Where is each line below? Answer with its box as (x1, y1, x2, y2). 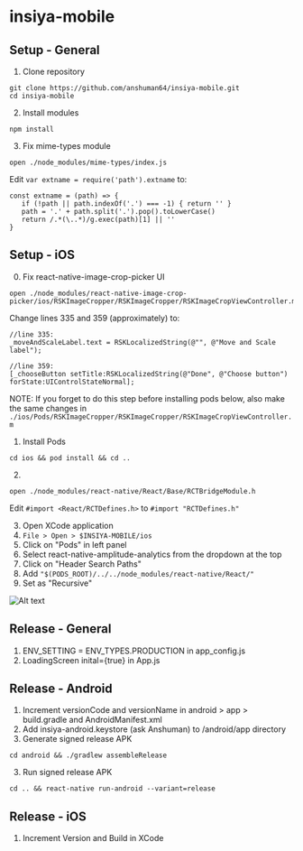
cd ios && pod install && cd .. (9, 453, 131, 462)
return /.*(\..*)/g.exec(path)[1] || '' (21, 215, 176, 224)
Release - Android (9, 681, 113, 697)
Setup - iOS (9, 247, 75, 263)
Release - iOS (9, 809, 87, 824)
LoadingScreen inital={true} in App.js (22, 654, 161, 665)
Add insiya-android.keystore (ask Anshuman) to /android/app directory (22, 724, 287, 735)
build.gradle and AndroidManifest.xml (22, 715, 162, 726)
